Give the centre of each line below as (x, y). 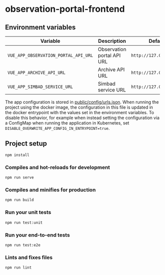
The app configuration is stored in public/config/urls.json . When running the (82, 102)
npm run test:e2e (23, 245)
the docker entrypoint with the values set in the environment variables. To (80, 112)
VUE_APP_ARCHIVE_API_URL (37, 73)
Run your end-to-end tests (38, 235)
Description (112, 41)
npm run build (20, 200)
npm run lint (18, 268)
